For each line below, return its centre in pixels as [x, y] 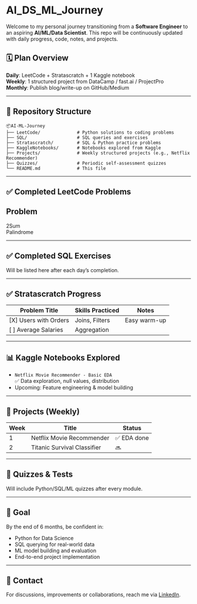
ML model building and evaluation [55, 550]
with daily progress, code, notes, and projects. [62, 39]
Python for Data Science [44, 538]
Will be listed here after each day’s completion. [62, 270]
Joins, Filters [92, 320]
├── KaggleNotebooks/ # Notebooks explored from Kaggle [84, 148]
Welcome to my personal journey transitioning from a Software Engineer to [97, 26]
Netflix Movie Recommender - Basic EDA [63, 375]
